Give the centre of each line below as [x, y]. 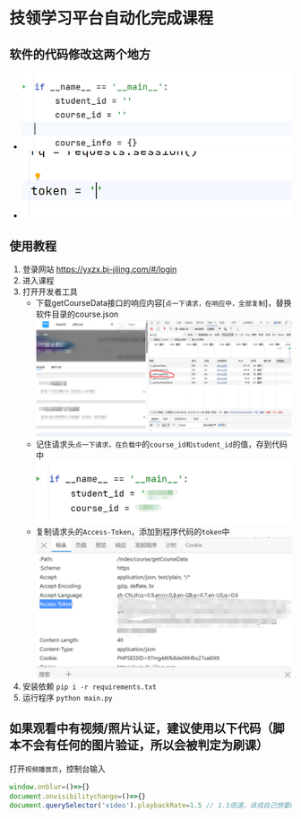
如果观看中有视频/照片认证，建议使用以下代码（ [141, 729]
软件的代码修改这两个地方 [80, 54]
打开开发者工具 [50, 292]
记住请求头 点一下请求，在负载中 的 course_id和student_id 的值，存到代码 [162, 444]
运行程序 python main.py [67, 697]
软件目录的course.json [77, 314]
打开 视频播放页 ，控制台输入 [57, 769]
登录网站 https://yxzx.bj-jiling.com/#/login [99, 269]
